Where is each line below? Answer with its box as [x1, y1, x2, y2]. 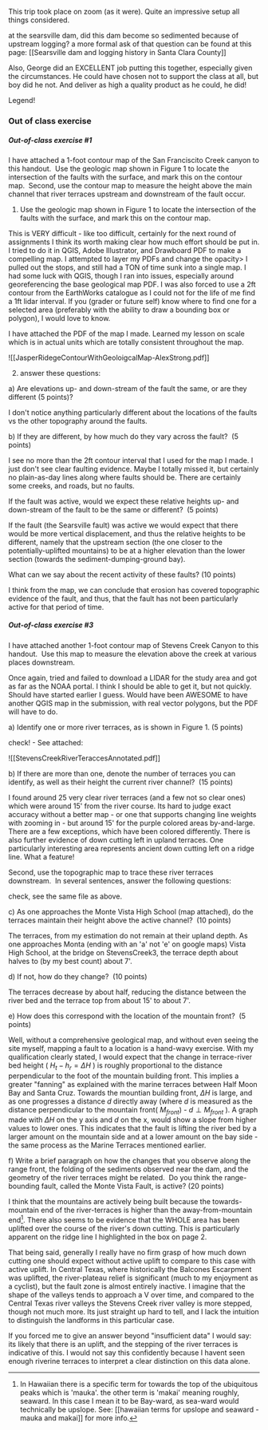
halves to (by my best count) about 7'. [8, 956, 133, 966]
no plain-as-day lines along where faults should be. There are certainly [8, 472, 242, 482]
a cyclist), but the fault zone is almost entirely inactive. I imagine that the [8, 1282, 246, 1291]
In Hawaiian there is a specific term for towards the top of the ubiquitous [19, 1380, 258, 1389]
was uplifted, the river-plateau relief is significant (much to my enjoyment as [8, 1273, 258, 1283]
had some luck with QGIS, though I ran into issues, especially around [8, 271, 234, 280]
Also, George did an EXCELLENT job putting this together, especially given [8, 63, 253, 73]
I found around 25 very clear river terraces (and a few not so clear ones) [8, 792, 246, 802]
